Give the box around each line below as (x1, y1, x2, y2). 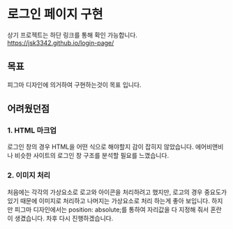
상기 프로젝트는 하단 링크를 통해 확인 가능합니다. (7, 31, 138, 39)
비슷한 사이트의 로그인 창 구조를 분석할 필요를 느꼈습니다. (14, 152, 170, 160)
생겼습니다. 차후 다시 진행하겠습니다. (14, 214, 114, 222)
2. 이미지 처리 (7, 170, 51, 180)
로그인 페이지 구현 (7, 6, 103, 22)
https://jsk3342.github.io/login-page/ (7, 38, 114, 47)
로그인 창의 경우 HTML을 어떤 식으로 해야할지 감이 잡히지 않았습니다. (7, 142, 194, 151)
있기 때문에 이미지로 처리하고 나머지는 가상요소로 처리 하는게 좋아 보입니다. (7, 196, 211, 205)
